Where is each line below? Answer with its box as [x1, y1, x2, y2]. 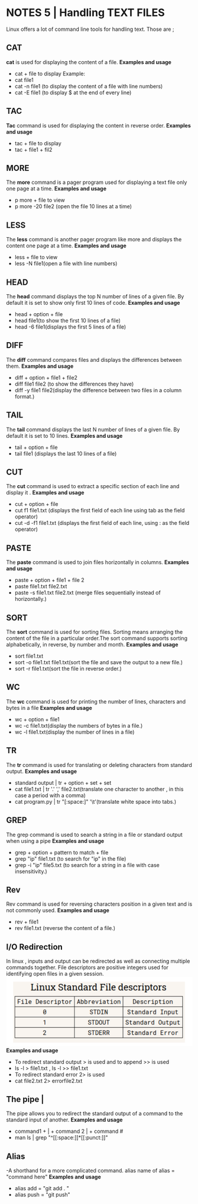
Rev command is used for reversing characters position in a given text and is [6, 900, 193, 907]
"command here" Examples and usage [6, 1173, 102, 1180]
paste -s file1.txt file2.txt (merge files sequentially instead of [14, 589, 161, 596]
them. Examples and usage [6, 362, 74, 370]
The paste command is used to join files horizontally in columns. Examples [6, 559, 189, 566]
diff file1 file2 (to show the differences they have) [14, 380, 134, 387]
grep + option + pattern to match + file [14, 849, 109, 856]
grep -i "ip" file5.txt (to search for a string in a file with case [14, 861, 160, 868]
